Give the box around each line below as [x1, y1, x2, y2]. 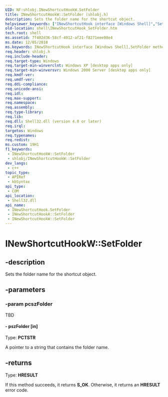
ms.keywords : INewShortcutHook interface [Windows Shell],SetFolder [5, 44, 151, 49]
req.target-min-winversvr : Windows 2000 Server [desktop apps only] [5, 68, 151, 73]
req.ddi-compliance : [5, 81, 48, 86]
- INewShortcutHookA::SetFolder [7, 212, 75, 217]
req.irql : [5, 123, 26, 128]
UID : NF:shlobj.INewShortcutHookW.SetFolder [5, 7, 99, 12]
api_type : [5, 184, 26, 189]
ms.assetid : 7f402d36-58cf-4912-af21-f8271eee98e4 [5, 35, 113, 40]
